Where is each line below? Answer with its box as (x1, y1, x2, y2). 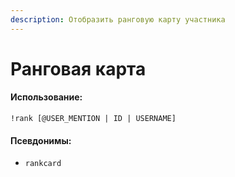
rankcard (24, 159, 62, 169)
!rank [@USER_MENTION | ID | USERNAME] (10, 114, 177, 124)
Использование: (10, 91, 83, 103)
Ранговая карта (10, 57, 147, 80)
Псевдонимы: (10, 134, 72, 146)
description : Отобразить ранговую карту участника (10, 14, 226, 25)
